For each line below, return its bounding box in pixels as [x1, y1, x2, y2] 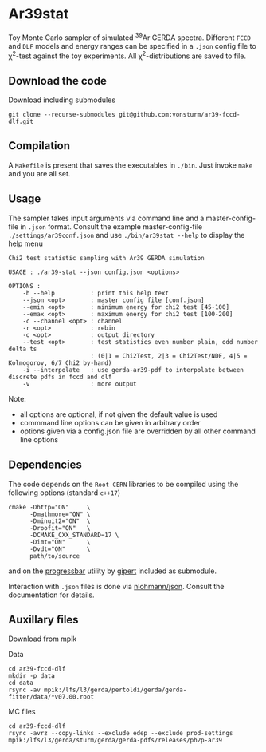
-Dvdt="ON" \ [29, 544, 91, 553]
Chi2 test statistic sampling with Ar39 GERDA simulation [8, 254, 205, 262]
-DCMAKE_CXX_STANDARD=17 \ [29, 531, 119, 539]
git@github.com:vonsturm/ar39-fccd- [118, 111, 241, 119]
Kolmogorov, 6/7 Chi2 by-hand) [8, 358, 112, 367]
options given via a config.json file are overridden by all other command [19, 426, 256, 436]
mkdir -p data [8, 672, 56, 680]
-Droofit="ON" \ [29, 524, 91, 532]
